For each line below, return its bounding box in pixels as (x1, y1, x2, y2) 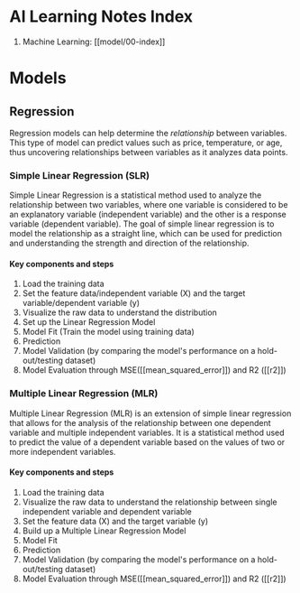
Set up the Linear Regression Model (22, 317, 156, 328)
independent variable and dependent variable (22, 505, 192, 516)
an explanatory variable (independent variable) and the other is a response (9, 209, 286, 220)
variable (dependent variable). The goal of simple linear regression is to (9, 218, 275, 229)
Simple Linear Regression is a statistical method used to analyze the (9, 190, 262, 200)
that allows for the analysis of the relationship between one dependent (9, 417, 272, 428)
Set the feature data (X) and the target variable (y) (22, 515, 209, 526)
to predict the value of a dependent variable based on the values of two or (9, 436, 286, 448)
